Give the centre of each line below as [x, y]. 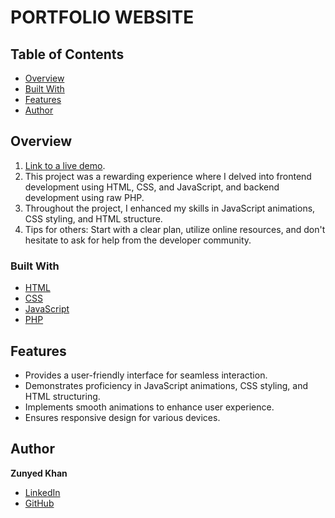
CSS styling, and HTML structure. [93, 218]
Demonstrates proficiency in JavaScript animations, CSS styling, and [166, 385]
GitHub [39, 503]
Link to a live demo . [65, 165]
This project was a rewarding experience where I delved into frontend [168, 176]
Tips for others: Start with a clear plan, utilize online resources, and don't [175, 229]
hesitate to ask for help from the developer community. [138, 240]
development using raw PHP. [84, 197]
